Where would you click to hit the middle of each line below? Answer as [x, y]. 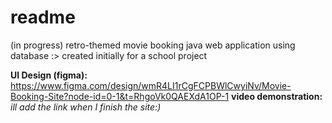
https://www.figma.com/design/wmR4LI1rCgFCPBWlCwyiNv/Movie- [151, 85]
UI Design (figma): [49, 75]
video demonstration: [277, 96]
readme [43, 17]
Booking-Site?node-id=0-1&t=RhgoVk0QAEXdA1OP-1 [120, 96]
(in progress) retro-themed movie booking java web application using [153, 45]
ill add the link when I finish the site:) [86, 107]
